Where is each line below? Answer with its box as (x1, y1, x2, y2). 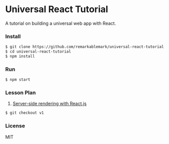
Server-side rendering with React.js (12, 101, 87, 107)
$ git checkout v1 (5, 110, 44, 116)
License (5, 122, 25, 129)
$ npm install (5, 54, 35, 59)
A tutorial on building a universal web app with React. (5, 20, 116, 26)
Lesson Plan (5, 89, 36, 96)
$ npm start (5, 77, 30, 82)
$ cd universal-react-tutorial (5, 49, 71, 54)
